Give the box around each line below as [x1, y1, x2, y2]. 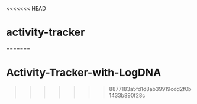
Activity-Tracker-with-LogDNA [6, 66, 162, 79]
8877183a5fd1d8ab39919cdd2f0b [109, 85, 192, 92]
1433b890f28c [109, 92, 146, 99]
